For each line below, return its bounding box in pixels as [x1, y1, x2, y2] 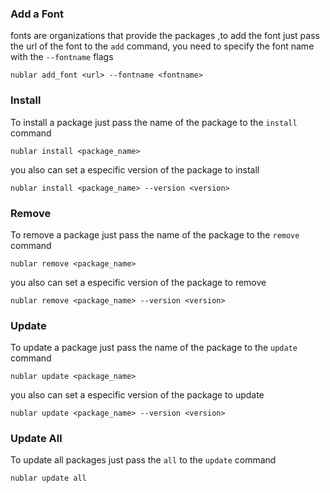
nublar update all [10, 473, 87, 484]
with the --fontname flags [10, 51, 114, 63]
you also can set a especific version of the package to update [10, 389, 265, 401]
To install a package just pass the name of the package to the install [10, 116, 298, 128]
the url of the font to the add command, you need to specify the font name [10, 40, 315, 52]
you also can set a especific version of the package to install [10, 163, 260, 176]
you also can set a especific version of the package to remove [10, 276, 267, 288]
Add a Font [10, 7, 65, 21]
